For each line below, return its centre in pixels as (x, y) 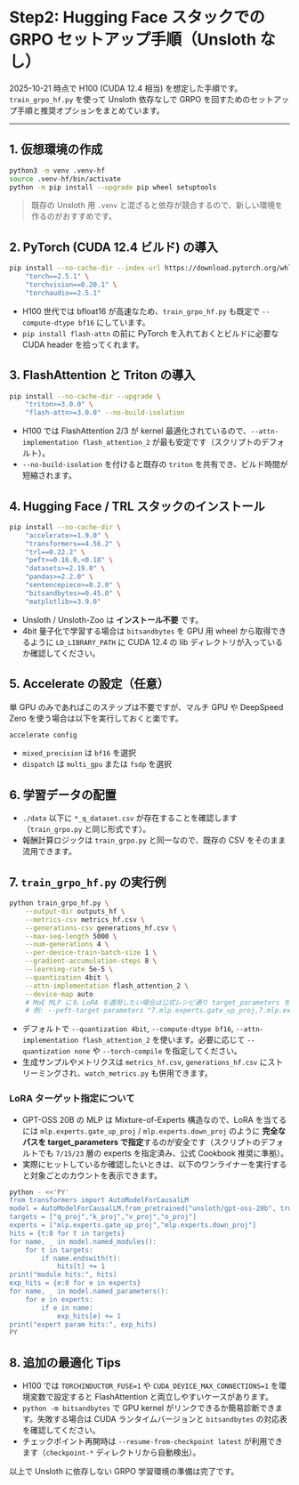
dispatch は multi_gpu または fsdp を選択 (97, 764)
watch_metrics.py (117, 1074)
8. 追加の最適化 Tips (65, 1363)
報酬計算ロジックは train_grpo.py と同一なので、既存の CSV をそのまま (154, 840)
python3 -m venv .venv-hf (57, 170)
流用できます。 (49, 851)
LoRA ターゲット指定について (72, 1099)
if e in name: (67, 1308)
